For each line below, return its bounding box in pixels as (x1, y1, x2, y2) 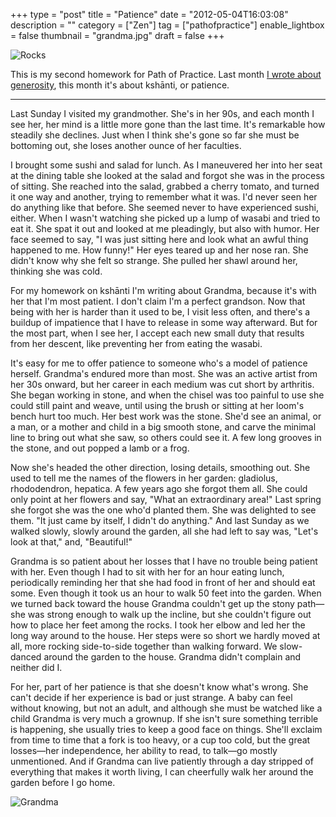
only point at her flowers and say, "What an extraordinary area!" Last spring (10, 494, 322, 505)
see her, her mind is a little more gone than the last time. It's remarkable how (10, 119, 326, 130)
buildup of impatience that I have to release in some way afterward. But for (10, 317, 318, 328)
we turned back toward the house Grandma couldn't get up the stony (10, 598, 295, 609)
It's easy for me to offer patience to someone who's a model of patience (10, 357, 308, 369)
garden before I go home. (10, 777, 116, 788)
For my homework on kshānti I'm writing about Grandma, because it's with (10, 285, 317, 296)
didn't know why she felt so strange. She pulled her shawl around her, (10, 255, 298, 266)
